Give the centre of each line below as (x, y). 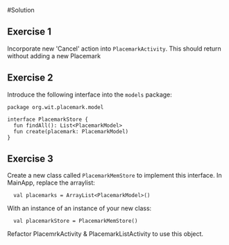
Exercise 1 (29, 32)
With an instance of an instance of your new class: (79, 208)
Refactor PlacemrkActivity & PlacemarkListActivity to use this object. (105, 234)
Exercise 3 (30, 159)
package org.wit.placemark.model (56, 107)
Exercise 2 (30, 78)
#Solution (21, 10)
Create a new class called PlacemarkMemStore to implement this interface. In (114, 176)
